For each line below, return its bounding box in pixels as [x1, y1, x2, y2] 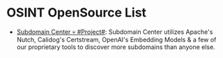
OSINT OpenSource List [6, 5, 147, 21]
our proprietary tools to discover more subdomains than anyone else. [16, 43, 215, 51]
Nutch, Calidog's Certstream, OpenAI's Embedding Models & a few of [16, 35, 217, 43]
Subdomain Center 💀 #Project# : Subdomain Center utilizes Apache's [16, 28, 213, 36]
